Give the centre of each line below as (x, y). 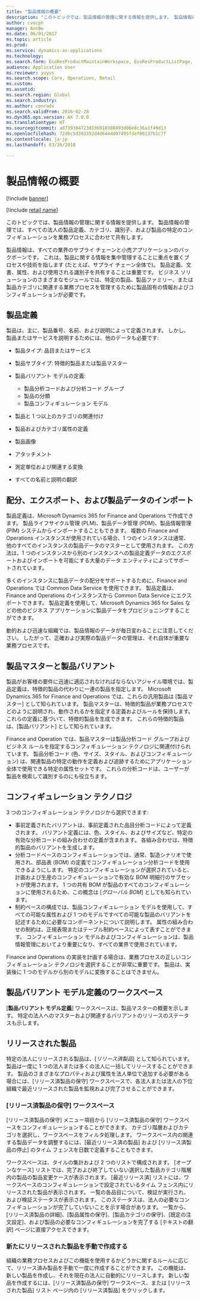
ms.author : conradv (30, 106)
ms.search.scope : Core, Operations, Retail (61, 78)
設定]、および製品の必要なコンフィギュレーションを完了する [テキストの (100, 1222)
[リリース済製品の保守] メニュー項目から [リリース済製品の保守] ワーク (93, 1119)
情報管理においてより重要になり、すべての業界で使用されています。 (97, 944)
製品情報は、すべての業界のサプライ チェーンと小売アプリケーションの (93, 250)
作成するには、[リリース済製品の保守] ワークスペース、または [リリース (104, 1283)
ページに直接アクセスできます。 (53, 1229)
